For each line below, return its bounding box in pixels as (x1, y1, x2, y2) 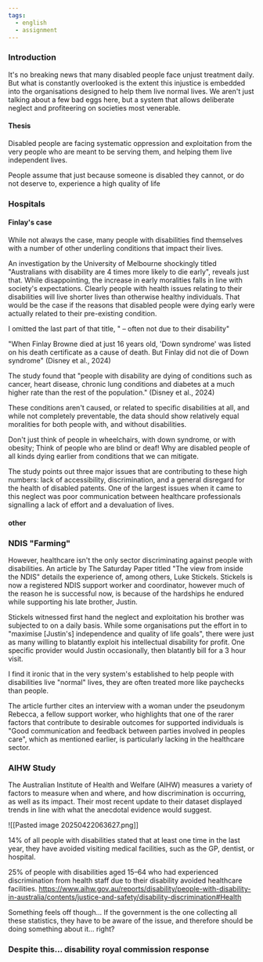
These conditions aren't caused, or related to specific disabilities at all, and (8, 403, 250, 412)
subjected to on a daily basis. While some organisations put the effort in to (8, 621, 248, 630)
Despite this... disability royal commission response (8, 944, 210, 955)
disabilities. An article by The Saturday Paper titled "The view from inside (8, 563, 244, 573)
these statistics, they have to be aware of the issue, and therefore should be (8, 916, 254, 926)
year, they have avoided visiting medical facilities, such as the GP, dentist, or (8, 844, 255, 854)
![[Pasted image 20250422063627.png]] (8, 821, 139, 830)
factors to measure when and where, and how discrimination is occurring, (8, 789, 247, 798)
